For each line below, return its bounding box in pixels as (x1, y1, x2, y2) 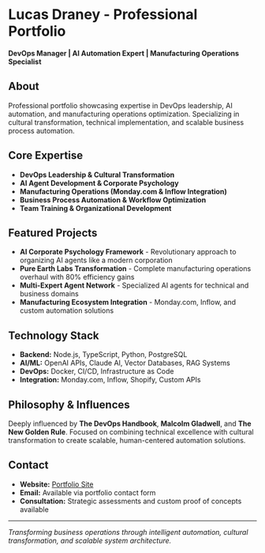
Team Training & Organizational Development (19, 203, 172, 213)
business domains (19, 289, 79, 299)
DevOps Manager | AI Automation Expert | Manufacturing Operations (8, 48, 239, 58)
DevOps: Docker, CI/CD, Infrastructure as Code (19, 367, 174, 376)
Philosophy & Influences (8, 397, 130, 412)
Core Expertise (8, 149, 84, 163)
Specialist (8, 57, 42, 66)
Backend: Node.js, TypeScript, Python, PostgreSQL (19, 350, 188, 359)
